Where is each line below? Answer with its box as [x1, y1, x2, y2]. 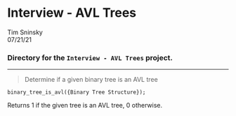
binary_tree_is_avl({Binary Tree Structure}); [7, 89, 146, 96]
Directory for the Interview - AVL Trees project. [7, 52, 173, 62]
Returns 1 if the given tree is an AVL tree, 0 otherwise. [7, 101, 163, 110]
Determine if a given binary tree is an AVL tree [24, 75, 158, 84]
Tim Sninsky [7, 28, 44, 36]
